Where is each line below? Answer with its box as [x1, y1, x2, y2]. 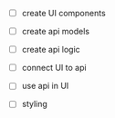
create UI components [21, 8, 106, 18]
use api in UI [21, 81, 69, 92]
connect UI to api [21, 63, 88, 74]
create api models [21, 26, 90, 37]
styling [21, 99, 47, 110]
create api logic [21, 44, 81, 55]
